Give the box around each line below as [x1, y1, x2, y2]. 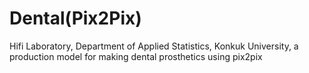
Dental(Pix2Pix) [9, 7, 142, 30]
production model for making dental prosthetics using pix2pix [9, 50, 263, 62]
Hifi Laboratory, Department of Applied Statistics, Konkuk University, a [9, 40, 299, 52]
